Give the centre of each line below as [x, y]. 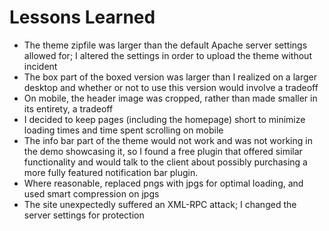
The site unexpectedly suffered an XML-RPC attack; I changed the [160, 204]
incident [40, 66]
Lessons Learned [82, 17]
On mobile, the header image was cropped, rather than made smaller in [170, 98]
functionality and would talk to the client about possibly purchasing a [165, 162]
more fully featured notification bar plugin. [111, 172]
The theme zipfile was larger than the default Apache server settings [165, 45]
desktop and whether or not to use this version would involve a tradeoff [171, 87]
